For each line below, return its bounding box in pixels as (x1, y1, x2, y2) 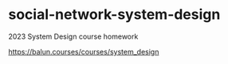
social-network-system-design (8, 6, 221, 24)
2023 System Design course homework (8, 32, 139, 41)
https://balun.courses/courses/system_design (8, 47, 159, 56)
